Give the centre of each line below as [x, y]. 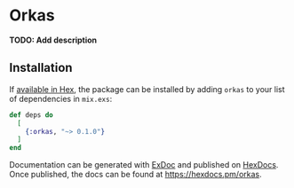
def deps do [31, 115]
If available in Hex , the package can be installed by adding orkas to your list [147, 89]
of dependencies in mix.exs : [61, 98]
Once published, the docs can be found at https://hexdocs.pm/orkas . [135, 175]
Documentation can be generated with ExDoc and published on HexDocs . [144, 165]
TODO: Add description [53, 40]
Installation [41, 68]
